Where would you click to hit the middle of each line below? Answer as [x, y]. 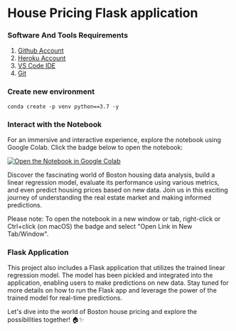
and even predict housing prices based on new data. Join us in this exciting [118, 190]
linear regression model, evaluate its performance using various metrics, [113, 183]
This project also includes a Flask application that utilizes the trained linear [116, 268]
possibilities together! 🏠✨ [46, 320]
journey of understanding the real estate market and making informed [109, 197]
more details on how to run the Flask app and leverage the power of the [112, 291]
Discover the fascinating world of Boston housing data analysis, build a [111, 175]
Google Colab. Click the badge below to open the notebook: [95, 148]
